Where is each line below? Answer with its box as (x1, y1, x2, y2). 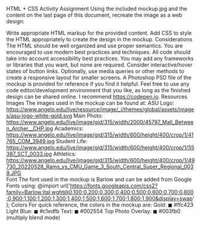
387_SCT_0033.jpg (6, 150, 52, 158)
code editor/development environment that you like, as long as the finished (6, 87, 191, 93)
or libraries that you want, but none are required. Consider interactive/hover (6, 61, 193, 68)
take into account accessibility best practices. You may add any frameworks (6, 55, 194, 62)
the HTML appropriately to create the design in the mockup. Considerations (6, 36, 193, 43)
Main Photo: (73, 112, 103, 119)
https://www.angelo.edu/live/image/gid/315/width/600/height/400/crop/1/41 (6, 131, 194, 138)
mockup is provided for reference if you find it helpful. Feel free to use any (6, 80, 190, 87)
